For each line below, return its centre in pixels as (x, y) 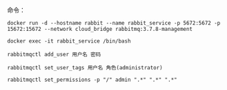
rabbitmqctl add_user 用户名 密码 (54, 54)
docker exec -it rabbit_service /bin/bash (69, 41)
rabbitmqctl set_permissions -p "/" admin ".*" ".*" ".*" (92, 80)
